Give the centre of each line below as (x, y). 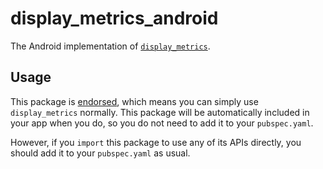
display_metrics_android (114, 18)
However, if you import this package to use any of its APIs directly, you (156, 142)
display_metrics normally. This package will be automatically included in (160, 112)
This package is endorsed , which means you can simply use (134, 101)
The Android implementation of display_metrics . (110, 46)
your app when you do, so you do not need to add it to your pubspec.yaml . (162, 123)
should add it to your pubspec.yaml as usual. (100, 153)
